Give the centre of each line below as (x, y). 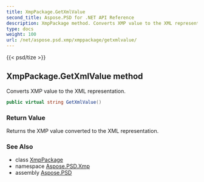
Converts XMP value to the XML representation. (66, 91)
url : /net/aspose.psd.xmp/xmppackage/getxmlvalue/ (72, 40)
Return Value (26, 118)
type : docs (20, 29)
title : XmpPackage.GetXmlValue (46, 12)
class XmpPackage (39, 160)
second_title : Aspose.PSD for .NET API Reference (70, 18)
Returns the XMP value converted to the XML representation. (83, 130)
